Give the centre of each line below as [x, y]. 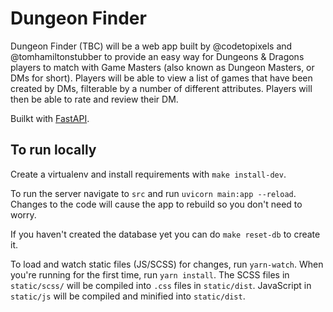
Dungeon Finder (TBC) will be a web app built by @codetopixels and [151, 46]
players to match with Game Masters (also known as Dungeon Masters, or [162, 67]
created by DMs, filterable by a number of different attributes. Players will [161, 88]
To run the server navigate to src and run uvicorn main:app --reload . [153, 193]
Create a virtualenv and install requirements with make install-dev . [148, 174]
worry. [23, 214]
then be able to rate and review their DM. [94, 99]
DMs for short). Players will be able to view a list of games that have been [161, 78]
